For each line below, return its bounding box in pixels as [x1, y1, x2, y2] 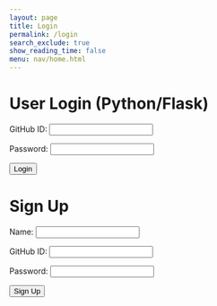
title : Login [9, 22, 58, 31]
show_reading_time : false [9, 47, 106, 56]
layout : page [9, 13, 58, 22]
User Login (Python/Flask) [9, 93, 209, 114]
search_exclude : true [9, 38, 91, 48]
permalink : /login [9, 30, 78, 39]
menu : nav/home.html [9, 55, 87, 64]
